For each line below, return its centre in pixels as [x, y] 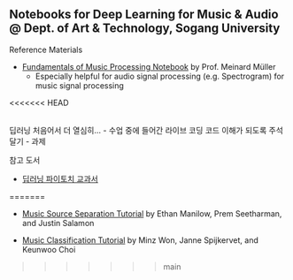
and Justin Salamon [58, 223]
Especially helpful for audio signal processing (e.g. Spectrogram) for [160, 76]
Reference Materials [46, 49]
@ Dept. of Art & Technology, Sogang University [145, 29]
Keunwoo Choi [49, 249]
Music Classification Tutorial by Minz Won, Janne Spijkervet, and [140, 240]
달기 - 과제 [27, 141]
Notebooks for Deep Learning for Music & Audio [144, 15]
